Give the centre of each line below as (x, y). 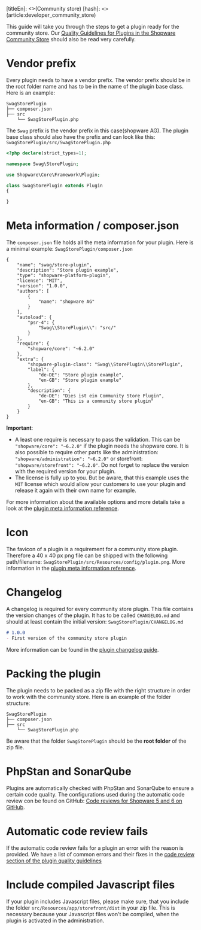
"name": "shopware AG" (66, 302)
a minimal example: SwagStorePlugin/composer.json (69, 249)
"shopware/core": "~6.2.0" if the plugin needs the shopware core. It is (102, 446)
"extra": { (31, 359)
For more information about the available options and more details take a (96, 502)
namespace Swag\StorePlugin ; (42, 164)
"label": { (41, 370)
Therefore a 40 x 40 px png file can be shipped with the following (87, 555)
